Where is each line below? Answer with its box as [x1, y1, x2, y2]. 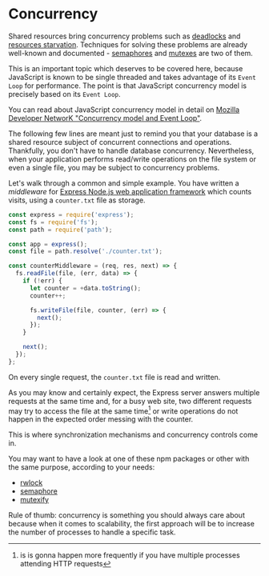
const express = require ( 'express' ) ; [8, 210, 134, 218]
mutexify [19, 495, 50, 505]
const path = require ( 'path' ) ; [8, 226, 113, 234]
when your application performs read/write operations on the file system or [8, 154, 256, 164]
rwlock [19, 478, 43, 488]
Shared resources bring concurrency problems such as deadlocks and [8, 31, 241, 41]
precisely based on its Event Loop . [8, 89, 122, 98]
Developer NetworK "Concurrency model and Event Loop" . [8, 113, 203, 122]
